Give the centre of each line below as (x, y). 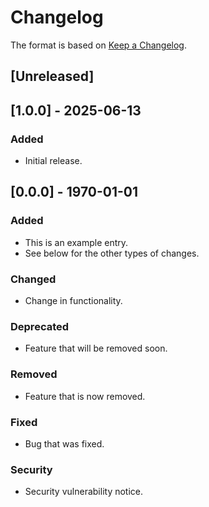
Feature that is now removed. (85, 396)
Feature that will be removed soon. (96, 348)
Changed (33, 279)
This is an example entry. (76, 242)
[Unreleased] (52, 76)
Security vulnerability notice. (84, 492)
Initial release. (53, 161)
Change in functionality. (73, 300)
